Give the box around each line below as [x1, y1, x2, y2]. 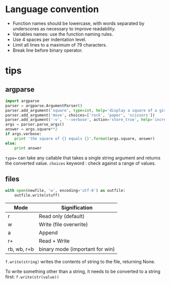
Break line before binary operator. [12, 47, 83, 53]
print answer [14, 145, 42, 150]
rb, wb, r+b [8, 246, 34, 253]
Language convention [5, 4, 99, 15]
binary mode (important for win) [38, 246, 115, 253]
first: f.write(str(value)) [5, 274, 59, 280]
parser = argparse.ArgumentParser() [5, 103, 82, 108]
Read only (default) [38, 213, 85, 220]
